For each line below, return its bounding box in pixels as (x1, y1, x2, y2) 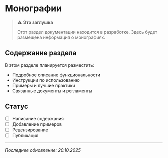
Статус (5, 102, 28, 111)
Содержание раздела (5, 49, 77, 57)
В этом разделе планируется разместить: (5, 62, 95, 68)
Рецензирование (12, 127, 48, 133)
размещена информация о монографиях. (17, 34, 106, 40)
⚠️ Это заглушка (17, 19, 53, 25)
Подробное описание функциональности (12, 72, 101, 78)
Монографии (5, 3, 62, 14)
